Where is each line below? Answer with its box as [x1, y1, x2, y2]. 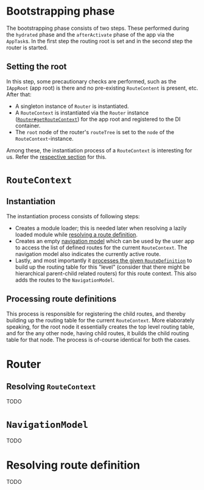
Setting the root [6, 62, 67, 72]
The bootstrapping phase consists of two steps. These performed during [6, 24, 189, 32]
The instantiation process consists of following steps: [6, 212, 140, 220]
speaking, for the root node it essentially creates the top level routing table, [6, 323, 195, 330]
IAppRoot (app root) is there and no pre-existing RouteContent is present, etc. [6, 84, 199, 91]
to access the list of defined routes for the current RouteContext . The [15, 244, 188, 251]
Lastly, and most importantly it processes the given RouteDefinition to [15, 257, 192, 264]
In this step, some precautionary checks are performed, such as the [6, 77, 177, 85]
